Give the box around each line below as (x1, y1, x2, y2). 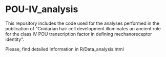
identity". (5, 36, 25, 42)
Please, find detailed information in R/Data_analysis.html (5, 46, 124, 52)
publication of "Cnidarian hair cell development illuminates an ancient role (5, 25, 161, 31)
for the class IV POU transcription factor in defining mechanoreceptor (5, 31, 152, 37)
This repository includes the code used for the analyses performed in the (5, 20, 160, 26)
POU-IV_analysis (5, 4, 78, 15)
